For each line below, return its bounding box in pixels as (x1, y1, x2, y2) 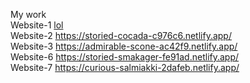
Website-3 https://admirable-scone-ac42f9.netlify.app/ (10, 40, 238, 52)
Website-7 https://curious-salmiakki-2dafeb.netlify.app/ (10, 62, 240, 73)
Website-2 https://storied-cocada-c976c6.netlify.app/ (10, 30, 232, 41)
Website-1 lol (10, 19, 64, 31)
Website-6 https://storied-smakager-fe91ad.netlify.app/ (10, 51, 240, 63)
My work (10, 9, 47, 20)
